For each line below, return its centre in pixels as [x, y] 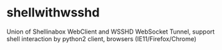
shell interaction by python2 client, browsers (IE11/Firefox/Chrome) [102, 38]
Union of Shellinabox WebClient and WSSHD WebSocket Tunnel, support [111, 32]
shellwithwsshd [53, 13]
